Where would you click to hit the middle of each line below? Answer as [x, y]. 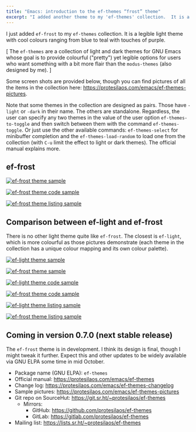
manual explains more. [33, 148]
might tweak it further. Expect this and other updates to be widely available [96, 355]
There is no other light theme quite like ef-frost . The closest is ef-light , [94, 236]
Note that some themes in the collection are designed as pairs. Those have [96, 105]
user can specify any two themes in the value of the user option [83, 117]
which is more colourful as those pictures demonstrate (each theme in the [95, 242]
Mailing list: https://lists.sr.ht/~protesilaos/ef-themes [78, 423]
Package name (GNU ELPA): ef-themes [61, 373]
